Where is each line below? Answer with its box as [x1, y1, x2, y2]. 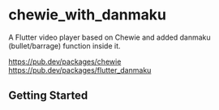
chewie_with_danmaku [8, 6, 166, 24]
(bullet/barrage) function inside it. [8, 40, 121, 50]
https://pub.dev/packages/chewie [8, 57, 122, 66]
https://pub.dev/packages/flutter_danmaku [8, 65, 152, 74]
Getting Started [8, 89, 88, 103]
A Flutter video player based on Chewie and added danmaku [8, 32, 211, 42]
